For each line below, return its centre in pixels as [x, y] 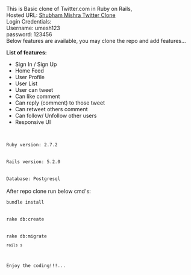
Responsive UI [33, 122]
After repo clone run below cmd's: [49, 191]
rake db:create [25, 219]
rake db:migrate [27, 236]
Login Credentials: [29, 21]
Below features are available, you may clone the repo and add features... [96, 41]
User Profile [30, 77]
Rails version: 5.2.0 [33, 162]
